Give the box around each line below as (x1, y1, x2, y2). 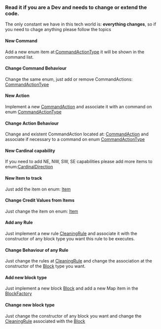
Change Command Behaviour (5, 66, 67, 71)
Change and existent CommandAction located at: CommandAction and (5, 131, 149, 137)
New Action (5, 93, 30, 99)
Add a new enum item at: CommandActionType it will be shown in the (5, 49, 144, 55)
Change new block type (5, 302, 55, 308)
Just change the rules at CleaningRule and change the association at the (5, 258, 153, 264)
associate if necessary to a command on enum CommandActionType (5, 136, 145, 142)
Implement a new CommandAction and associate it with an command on (5, 103, 152, 109)
